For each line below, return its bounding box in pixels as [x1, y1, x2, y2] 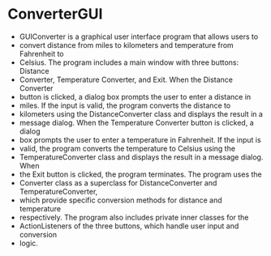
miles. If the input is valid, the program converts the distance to [19, 100, 231, 110]
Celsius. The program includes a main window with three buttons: [19, 58, 239, 67]
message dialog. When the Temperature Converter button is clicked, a [19, 117, 255, 127]
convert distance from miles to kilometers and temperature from [19, 40, 234, 49]
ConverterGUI [7, 5, 103, 23]
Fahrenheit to [19, 49, 64, 58]
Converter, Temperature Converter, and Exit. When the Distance [19, 75, 233, 84]
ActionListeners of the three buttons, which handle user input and [19, 220, 239, 231]
